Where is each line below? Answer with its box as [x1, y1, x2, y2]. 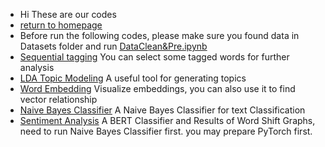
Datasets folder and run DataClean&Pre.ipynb [19, 40, 208, 52]
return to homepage [19, 19, 103, 31]
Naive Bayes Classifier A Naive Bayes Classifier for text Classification [19, 104, 306, 116]
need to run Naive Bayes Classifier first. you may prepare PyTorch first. [19, 125, 313, 137]
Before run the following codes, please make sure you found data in [19, 30, 300, 41]
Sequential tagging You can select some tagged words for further [19, 51, 290, 63]
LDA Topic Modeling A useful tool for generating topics [19, 72, 247, 84]
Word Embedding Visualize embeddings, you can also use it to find [19, 83, 296, 94]
